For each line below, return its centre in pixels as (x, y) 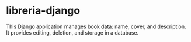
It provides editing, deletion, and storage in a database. (72, 32)
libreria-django (43, 11)
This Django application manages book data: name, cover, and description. (96, 26)
